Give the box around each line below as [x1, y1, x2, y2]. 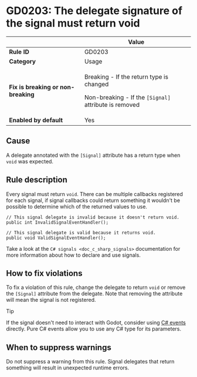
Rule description [6, 175, 67, 185]
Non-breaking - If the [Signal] [84, 93, 171, 101]
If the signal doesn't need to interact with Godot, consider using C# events [6, 319, 186, 326]
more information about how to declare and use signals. [6, 251, 141, 258]
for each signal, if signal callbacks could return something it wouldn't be [6, 197, 181, 204]
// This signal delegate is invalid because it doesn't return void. [6, 214, 180, 220]
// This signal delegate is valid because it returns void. [6, 230, 157, 235]
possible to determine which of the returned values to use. [6, 203, 148, 210]
